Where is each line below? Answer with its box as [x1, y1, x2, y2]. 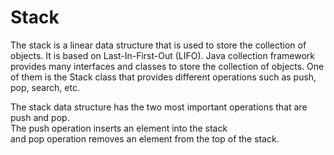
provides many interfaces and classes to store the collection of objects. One [10, 60, 325, 72]
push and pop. [10, 111, 70, 123]
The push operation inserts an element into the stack [10, 122, 228, 134]
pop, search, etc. [10, 81, 80, 93]
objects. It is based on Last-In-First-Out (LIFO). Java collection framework [10, 49, 315, 61]
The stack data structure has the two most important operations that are [10, 101, 308, 113]
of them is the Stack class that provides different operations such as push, [10, 71, 317, 83]
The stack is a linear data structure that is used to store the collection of [10, 39, 307, 51]
